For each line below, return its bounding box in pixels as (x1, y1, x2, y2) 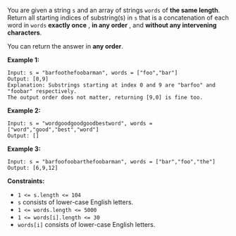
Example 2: (7, 106, 41, 115)
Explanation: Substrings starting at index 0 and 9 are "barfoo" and (7, 82, 216, 89)
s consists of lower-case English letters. (17, 198, 134, 206)
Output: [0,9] (7, 75, 49, 82)
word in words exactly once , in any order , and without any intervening (7, 21, 217, 29)
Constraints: (7, 177, 45, 185)
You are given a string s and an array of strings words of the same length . (7, 6, 221, 14)
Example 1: (7, 56, 40, 64)
